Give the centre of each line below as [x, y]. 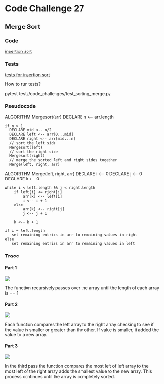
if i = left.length [25, 231]
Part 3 [12, 346]
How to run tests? [23, 84]
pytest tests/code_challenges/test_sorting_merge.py [58, 94]
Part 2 [12, 304]
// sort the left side [33, 143]
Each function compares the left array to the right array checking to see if [79, 324]
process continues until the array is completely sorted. [60, 376]
